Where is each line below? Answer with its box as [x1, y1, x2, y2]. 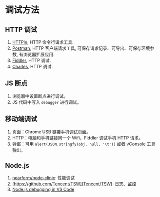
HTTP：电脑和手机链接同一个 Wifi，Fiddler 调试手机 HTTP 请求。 [12, 135, 143, 140]
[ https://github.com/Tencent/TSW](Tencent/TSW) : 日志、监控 [12, 181, 137, 187]
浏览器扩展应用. [23, 52, 55, 57]
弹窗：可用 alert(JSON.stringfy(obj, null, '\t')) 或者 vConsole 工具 [12, 141, 156, 147]
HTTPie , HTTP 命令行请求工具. [12, 39, 74, 45]
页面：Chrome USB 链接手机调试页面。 [12, 129, 91, 135]
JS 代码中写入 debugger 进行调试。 [12, 99, 81, 105]
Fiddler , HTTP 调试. [12, 58, 51, 63]
